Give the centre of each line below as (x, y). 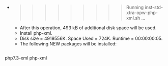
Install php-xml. (36, 33)
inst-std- (154, 7)
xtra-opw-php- (142, 13)
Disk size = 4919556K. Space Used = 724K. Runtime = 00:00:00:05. (91, 38)
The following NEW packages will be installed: (68, 44)
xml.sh (133, 18)
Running (135, 7)
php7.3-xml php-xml (26, 58)
